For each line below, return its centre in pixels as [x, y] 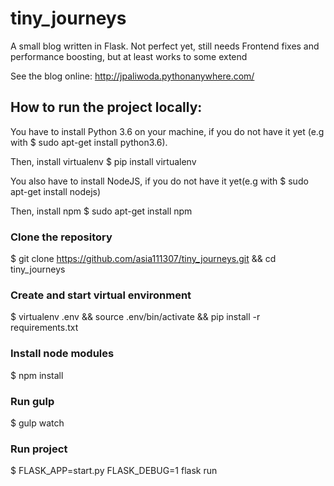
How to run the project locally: [106, 107]
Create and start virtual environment [101, 295]
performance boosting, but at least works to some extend [129, 56]
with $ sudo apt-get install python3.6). [89, 142]
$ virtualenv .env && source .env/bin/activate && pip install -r [135, 317]
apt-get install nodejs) [56, 191]
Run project [39, 449]
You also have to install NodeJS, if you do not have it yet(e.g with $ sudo [159, 181]
